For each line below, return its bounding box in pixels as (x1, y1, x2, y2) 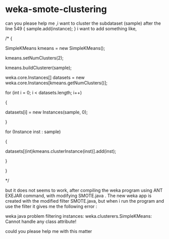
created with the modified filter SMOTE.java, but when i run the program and (5, 198, 164, 204)
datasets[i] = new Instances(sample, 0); (5, 109, 88, 115)
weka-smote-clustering (5, 4, 107, 15)
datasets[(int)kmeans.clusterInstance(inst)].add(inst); (5, 148, 117, 154)
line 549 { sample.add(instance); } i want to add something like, (5, 25, 137, 31)
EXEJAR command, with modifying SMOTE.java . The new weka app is (5, 193, 152, 199)
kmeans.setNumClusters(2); (5, 54, 64, 61)
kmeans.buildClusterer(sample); (5, 65, 72, 71)
